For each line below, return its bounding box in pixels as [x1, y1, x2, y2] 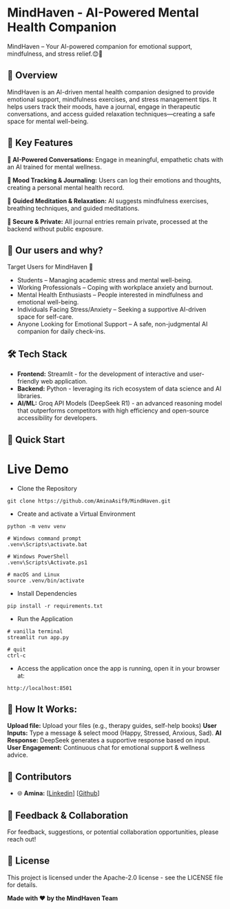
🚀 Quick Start [7, 434, 65, 446]
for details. [7, 880, 38, 889]
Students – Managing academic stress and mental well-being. [17, 276, 193, 284]
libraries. [17, 392, 43, 400]
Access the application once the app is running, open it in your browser [17, 664, 220, 672]
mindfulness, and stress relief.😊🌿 [7, 50, 103, 58]
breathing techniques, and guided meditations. [7, 204, 140, 212]
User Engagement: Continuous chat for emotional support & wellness [7, 744, 205, 752]
